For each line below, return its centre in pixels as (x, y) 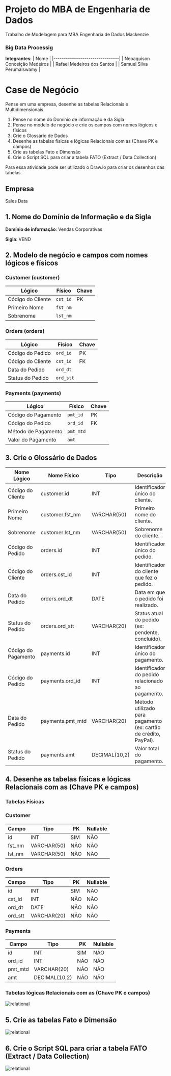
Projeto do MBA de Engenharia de (78, 9)
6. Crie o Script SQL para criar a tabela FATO (76, 1048)
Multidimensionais (24, 110)
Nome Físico (64, 475)
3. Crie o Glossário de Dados (51, 458)
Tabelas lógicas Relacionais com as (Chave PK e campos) (78, 993)
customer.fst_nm (61, 514)
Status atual (149, 613)
